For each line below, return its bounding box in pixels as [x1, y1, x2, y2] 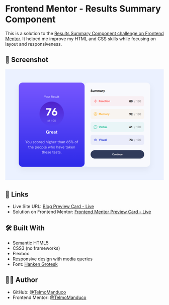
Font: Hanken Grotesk [12, 261, 58, 267]
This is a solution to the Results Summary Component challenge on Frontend [5, 30, 164, 36]
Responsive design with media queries [12, 256, 93, 262]
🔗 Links [5, 190, 29, 198]
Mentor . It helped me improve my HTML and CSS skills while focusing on [5, 36, 156, 42]
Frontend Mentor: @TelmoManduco [12, 294, 87, 300]
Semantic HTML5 [12, 240, 49, 246]
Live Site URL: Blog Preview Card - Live [12, 203, 95, 209]
